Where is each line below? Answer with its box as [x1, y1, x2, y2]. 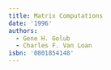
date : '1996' [8, 19, 53, 27]
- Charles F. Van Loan [15, 42, 92, 50]
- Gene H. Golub [15, 34, 70, 43]
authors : [8, 27, 38, 35]
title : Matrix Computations [8, 11, 104, 20]
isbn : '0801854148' [8, 49, 75, 57]
